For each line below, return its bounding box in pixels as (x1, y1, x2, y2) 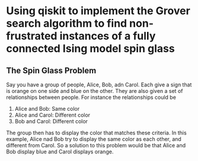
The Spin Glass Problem (6, 65, 97, 75)
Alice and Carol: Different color (14, 111, 91, 118)
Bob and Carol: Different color (14, 118, 88, 125)
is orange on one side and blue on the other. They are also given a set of (6, 88, 183, 94)
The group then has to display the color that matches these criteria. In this (6, 129, 187, 136)
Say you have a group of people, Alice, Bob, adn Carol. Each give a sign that (6, 81, 192, 88)
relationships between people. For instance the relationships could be (6, 94, 177, 101)
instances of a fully (59, 30, 156, 43)
